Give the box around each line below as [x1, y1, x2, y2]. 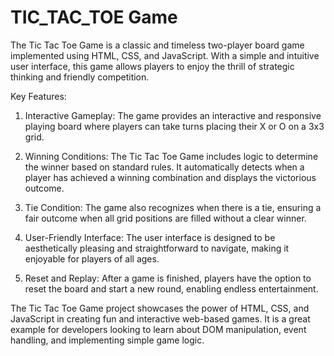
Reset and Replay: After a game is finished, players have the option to [24, 272, 312, 284]
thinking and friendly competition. [10, 71, 150, 83]
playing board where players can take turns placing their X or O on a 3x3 [24, 120, 325, 132]
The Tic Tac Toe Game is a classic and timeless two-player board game [10, 39, 305, 51]
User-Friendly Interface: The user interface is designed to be [24, 231, 276, 243]
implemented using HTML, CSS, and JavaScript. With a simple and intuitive [10, 49, 320, 61]
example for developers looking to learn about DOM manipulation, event [10, 323, 307, 335]
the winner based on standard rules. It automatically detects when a [24, 161, 305, 173]
